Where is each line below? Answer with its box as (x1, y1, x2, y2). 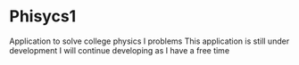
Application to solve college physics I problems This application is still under (9, 36, 290, 46)
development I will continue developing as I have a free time (9, 45, 230, 55)
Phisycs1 (9, 6, 77, 27)
